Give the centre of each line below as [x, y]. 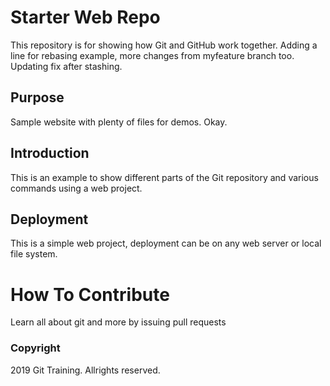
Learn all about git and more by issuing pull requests [118, 322]
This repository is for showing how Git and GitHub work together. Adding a [164, 45]
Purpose [37, 97]
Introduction [50, 153]
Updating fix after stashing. [66, 66]
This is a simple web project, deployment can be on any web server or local [166, 243]
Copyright [35, 348]
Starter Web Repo [85, 17]
